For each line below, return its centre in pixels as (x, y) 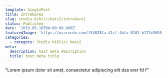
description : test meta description (48, 51)
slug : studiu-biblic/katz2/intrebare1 (45, 19)
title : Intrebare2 (24, 14)
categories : (17, 38)
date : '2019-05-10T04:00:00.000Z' (41, 28)
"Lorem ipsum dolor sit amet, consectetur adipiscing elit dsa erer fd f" (77, 70)
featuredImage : (21, 33)
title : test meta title (34, 56)
